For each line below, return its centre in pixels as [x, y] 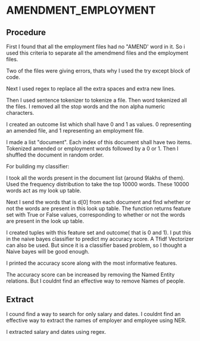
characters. [20, 113]
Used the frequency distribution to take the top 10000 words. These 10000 [98, 184]
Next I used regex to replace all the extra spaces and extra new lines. [91, 89]
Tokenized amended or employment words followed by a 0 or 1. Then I [92, 148]
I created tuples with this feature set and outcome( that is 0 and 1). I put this [99, 232]
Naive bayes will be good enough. [48, 251]
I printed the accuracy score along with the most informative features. [92, 263]
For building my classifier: [38, 166]
